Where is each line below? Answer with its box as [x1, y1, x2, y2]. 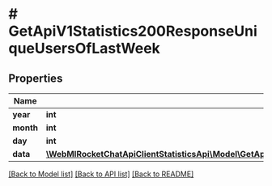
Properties [8, 71, 63, 85]
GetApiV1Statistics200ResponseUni [8, 22, 257, 40]
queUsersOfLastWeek [8, 40, 160, 57]
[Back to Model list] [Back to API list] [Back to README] [8, 169, 194, 179]
